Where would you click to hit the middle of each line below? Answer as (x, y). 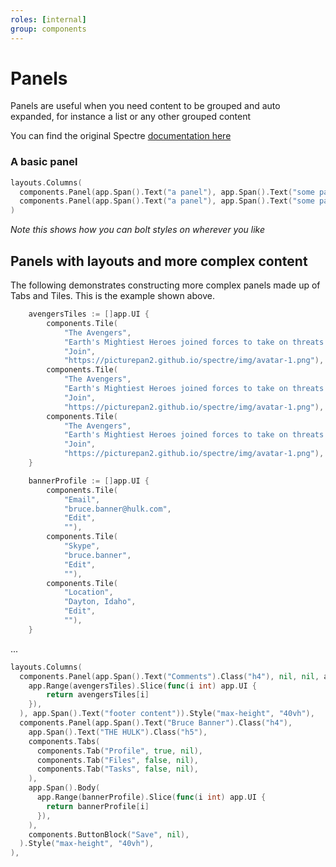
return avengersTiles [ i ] (98, 695)
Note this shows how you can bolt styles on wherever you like (138, 230)
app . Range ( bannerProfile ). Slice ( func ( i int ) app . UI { (151, 797)
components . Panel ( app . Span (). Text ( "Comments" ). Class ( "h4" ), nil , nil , (169, 676)
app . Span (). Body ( (64, 788)
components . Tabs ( (64, 741)
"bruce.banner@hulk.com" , (117, 509)
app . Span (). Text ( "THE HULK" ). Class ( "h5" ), (118, 732)
